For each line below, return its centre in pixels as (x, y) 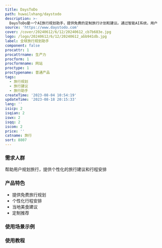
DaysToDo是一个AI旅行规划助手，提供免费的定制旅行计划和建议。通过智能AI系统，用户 (84, 23)
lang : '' (14, 104)
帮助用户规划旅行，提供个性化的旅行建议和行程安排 (56, 170)
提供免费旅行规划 (29, 195)
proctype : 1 (17, 68)
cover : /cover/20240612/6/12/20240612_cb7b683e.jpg (58, 32)
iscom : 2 (14, 126)
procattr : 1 (17, 50)
